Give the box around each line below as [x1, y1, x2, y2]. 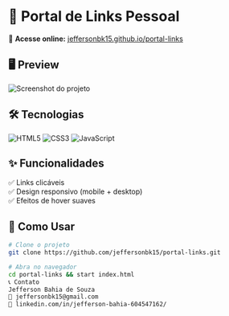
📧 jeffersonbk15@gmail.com [8, 293, 99, 301]
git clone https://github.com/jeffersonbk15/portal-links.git [8, 248, 221, 256]
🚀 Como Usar [8, 220, 76, 233]
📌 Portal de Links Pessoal [8, 7, 180, 26]
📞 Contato [8, 277, 40, 286]
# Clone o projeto [8, 241, 70, 249]
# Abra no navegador [8, 263, 78, 271]
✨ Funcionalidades [8, 156, 104, 170]
